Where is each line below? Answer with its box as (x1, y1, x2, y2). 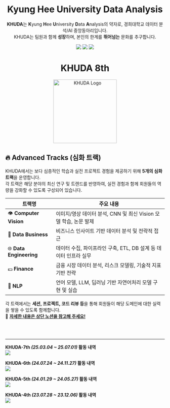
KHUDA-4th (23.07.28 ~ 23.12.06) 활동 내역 (5, 392, 96, 398)
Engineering (8, 251, 38, 258)
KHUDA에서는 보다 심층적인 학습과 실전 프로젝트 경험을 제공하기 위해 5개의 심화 (5, 168, 163, 174)
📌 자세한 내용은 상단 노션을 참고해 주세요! (5, 313, 86, 319)
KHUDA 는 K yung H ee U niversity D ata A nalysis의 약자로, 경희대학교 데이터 (7, 21, 158, 27)
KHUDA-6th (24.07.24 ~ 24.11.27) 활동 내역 (5, 360, 95, 366)
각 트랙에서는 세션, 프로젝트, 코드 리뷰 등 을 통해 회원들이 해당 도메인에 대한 (5, 300, 152, 306)
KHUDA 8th (60, 63, 110, 74)
